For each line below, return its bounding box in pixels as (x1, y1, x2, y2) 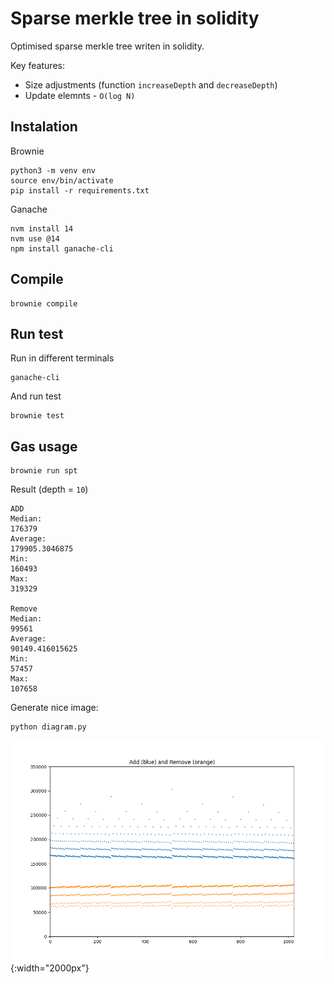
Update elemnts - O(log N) (24, 89, 136, 101)
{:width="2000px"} (10, 962, 90, 974)
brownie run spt (10, 466, 78, 476)
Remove (10, 604, 38, 614)
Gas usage (10, 438, 78, 455)
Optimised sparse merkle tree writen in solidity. (10, 40, 205, 52)
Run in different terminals (10, 352, 115, 364)
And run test (10, 390, 62, 402)
